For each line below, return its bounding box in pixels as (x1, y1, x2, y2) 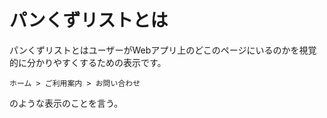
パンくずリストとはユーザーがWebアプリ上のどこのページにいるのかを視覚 (9, 44, 317, 56)
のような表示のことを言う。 (9, 97, 124, 109)
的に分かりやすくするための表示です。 (9, 56, 167, 68)
